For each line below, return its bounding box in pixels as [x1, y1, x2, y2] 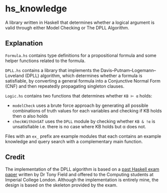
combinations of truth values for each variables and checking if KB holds [12, 107, 162, 113]
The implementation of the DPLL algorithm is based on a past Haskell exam [5, 166, 160, 172]
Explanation [5, 39, 43, 48]
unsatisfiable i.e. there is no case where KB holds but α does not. [12, 123, 146, 129]
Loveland [5, 73, 24, 79]
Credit [5, 153, 25, 162]
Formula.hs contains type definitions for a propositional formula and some [5, 52, 157, 58]
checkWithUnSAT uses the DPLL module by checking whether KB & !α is [12, 118, 156, 124]
